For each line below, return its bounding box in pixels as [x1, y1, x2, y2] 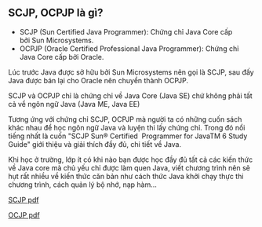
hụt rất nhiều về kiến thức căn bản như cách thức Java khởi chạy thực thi [8, 171, 244, 181]
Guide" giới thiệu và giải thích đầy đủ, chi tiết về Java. [8, 139, 182, 148]
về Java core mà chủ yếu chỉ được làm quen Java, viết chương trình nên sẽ [8, 163, 251, 172]
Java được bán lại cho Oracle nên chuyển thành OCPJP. [8, 75, 188, 85]
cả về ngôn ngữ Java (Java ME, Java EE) [8, 99, 140, 108]
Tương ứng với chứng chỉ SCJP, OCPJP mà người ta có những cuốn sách [8, 114, 242, 124]
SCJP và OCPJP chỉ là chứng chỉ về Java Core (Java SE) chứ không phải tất [8, 90, 253, 101]
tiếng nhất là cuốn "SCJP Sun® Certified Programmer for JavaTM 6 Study [8, 131, 248, 141]
